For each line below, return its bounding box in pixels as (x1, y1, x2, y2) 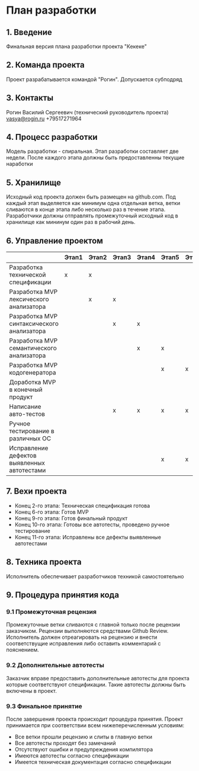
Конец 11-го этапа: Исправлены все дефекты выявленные (14, 533, 162, 540)
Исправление (9, 444, 49, 452)
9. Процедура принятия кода (6, 590, 120, 600)
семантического (9, 344, 57, 353)
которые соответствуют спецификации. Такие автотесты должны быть (6, 681, 186, 688)
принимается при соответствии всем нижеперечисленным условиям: (6, 721, 185, 729)
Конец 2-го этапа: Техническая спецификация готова (14, 502, 150, 509)
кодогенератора (9, 369, 56, 377)
